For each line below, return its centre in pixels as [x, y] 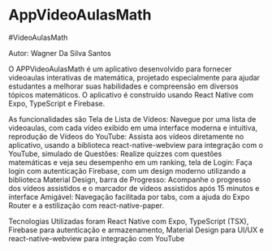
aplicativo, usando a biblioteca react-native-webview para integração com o [136, 145]
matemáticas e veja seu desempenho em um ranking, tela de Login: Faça [131, 162]
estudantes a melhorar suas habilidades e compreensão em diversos [123, 86]
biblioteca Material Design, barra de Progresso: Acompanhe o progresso [130, 180]
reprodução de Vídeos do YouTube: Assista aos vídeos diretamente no [126, 136]
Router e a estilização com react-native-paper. [86, 206]
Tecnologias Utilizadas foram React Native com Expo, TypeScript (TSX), [129, 221]
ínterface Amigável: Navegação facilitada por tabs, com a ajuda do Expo [129, 197]
